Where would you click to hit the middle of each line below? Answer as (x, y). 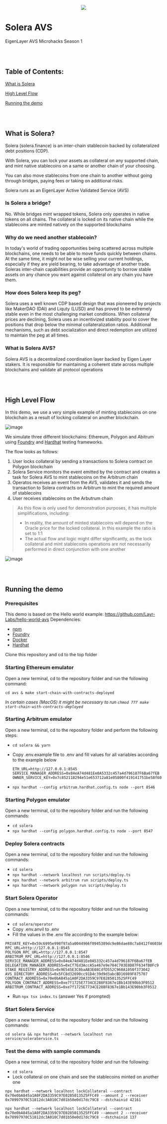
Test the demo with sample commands (53, 1051)
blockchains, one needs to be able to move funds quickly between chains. (81, 254)
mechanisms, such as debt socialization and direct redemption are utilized (81, 330)
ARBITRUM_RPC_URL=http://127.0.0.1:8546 (48, 956)
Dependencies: (66, 619)
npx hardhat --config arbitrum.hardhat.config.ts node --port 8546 (83, 787)
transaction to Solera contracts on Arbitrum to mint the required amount (86, 488)
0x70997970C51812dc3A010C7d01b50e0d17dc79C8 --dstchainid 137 (71, 1118)
